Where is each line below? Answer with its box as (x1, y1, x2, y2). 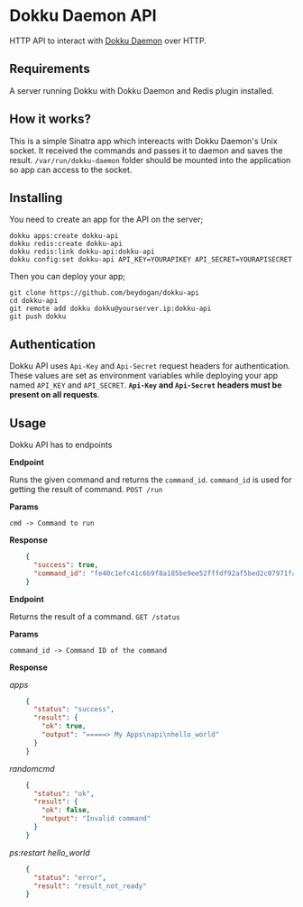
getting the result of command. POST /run (9, 484, 163, 494)
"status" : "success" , (32, 705, 115, 714)
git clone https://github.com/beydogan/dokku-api (9, 289, 200, 298)
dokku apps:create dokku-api (9, 232, 119, 241)
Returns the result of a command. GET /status (9, 610, 180, 622)
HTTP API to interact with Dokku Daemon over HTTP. (9, 35, 207, 46)
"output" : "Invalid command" (41, 814, 151, 823)
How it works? (9, 112, 92, 127)
